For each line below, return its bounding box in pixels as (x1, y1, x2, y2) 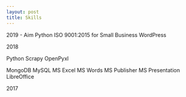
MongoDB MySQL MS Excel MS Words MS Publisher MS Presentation (6, 66, 181, 73)
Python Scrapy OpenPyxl (6, 55, 69, 62)
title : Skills (6, 15, 42, 21)
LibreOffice (6, 73, 35, 80)
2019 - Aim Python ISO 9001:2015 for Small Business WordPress (6, 31, 167, 38)
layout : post (6, 8, 39, 15)
